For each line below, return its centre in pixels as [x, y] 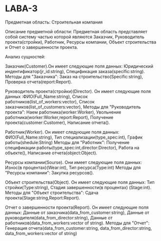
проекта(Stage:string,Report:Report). [43, 198]
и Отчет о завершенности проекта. [41, 47]
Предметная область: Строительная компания [54, 22]
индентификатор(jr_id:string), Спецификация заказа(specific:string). [75, 71]
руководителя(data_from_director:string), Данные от [59, 217]
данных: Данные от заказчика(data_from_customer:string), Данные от [77, 212]
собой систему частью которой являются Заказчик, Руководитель [75, 37]
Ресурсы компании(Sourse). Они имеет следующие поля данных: [73, 162]
